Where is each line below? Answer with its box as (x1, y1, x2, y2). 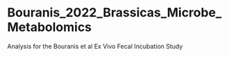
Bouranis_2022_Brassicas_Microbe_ (7, 5, 222, 21)
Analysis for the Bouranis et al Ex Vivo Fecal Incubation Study (7, 42, 183, 50)
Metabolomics (7, 19, 92, 35)
